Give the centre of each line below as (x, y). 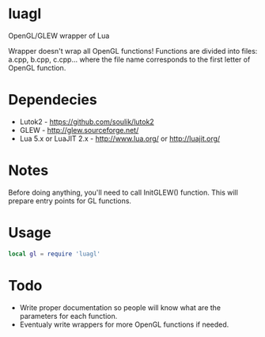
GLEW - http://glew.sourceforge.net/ (79, 130)
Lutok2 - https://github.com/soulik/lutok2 (87, 121)
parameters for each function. (68, 316)
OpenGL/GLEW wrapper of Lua (59, 36)
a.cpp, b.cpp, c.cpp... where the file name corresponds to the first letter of (129, 59)
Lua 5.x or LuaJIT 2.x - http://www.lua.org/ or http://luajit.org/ (120, 138)
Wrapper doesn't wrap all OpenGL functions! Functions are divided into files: (133, 51)
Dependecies (53, 100)
